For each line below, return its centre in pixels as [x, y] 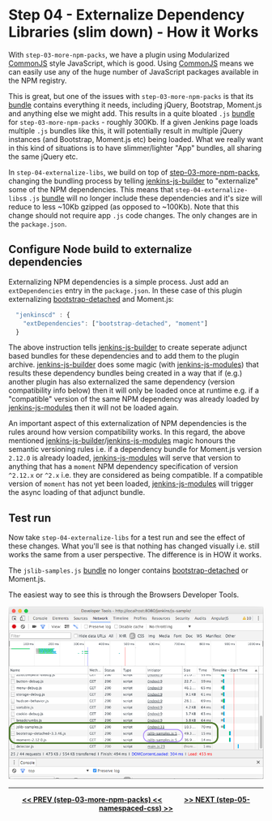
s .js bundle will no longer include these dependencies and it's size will [143, 198]
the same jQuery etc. [43, 157]
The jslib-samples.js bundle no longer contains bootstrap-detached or [128, 570]
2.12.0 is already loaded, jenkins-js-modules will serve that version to [125, 458]
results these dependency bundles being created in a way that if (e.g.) [125, 373]
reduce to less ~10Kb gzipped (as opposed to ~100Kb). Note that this [124, 206]
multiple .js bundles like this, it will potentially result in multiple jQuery [125, 131]
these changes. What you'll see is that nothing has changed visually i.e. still [134, 546]
